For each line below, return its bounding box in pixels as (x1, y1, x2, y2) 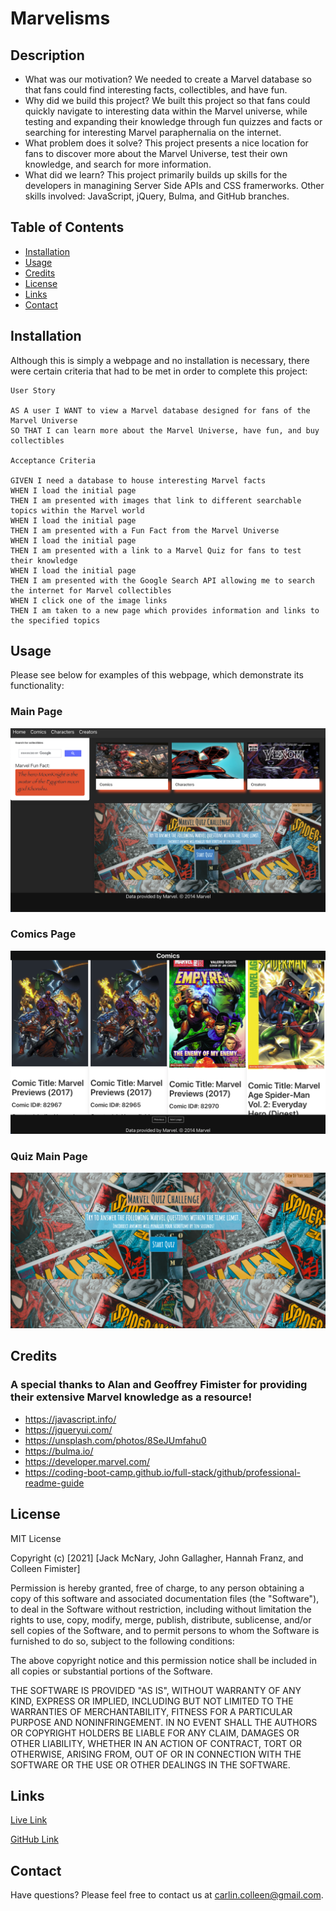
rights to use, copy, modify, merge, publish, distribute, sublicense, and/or (10, 1613, 312, 1626)
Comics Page (10, 927, 77, 941)
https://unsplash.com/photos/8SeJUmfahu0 (24, 1434, 207, 1446)
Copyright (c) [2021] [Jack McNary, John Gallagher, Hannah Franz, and (10, 1552, 304, 1564)
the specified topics (10, 615, 101, 626)
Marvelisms (10, 7, 111, 30)
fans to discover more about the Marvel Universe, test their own (24, 148, 288, 159)
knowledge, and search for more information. (24, 158, 212, 170)
